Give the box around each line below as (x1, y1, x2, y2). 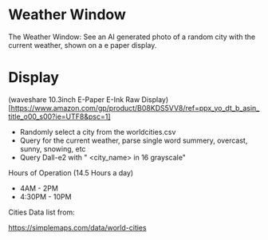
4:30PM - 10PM (19, 191, 72, 201)
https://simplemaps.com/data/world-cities (8, 222, 147, 232)
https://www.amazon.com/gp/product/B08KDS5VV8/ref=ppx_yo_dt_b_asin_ (10, 103, 260, 112)
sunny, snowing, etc (19, 144, 86, 153)
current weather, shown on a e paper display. (8, 40, 157, 49)
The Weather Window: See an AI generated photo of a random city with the (8, 32, 256, 41)
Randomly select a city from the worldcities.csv (19, 127, 176, 136)
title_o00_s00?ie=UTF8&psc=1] (8, 112, 111, 121)
